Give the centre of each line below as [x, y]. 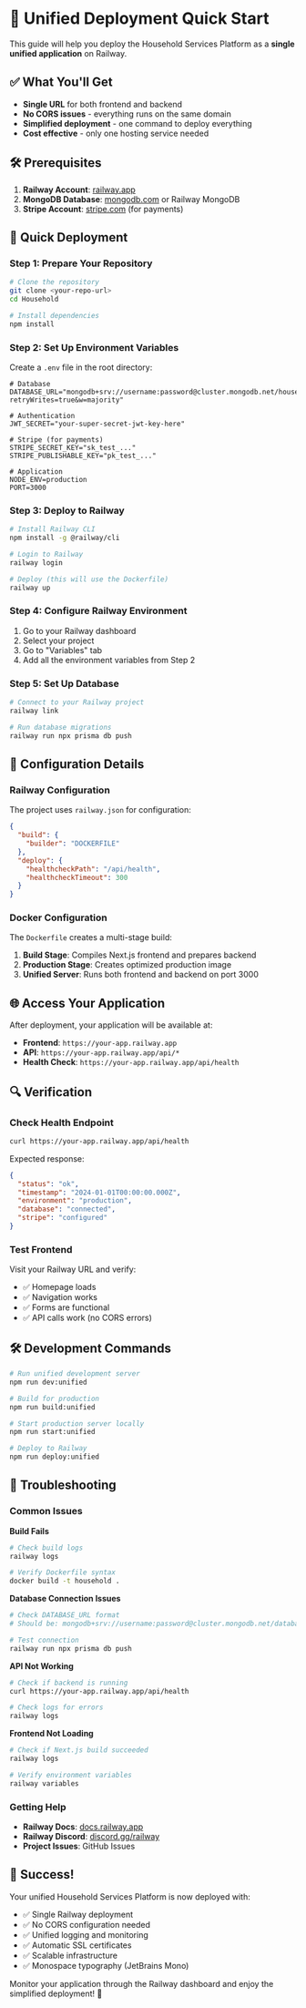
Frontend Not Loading [51, 1734]
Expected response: [47, 1158]
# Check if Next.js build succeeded [79, 1750]
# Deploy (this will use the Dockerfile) [89, 579]
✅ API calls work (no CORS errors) [87, 1318]
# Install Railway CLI [52, 529]
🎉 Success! [42, 1875]
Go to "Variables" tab [62, 650]
